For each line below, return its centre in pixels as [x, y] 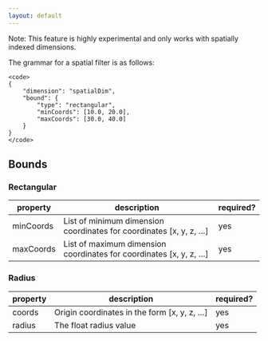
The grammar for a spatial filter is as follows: [81, 62]
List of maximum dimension [115, 244]
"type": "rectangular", [76, 105]
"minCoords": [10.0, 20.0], [83, 112]
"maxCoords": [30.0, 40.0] [82, 119]
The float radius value [95, 325]
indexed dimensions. [42, 47]
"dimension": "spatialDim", [69, 91]
